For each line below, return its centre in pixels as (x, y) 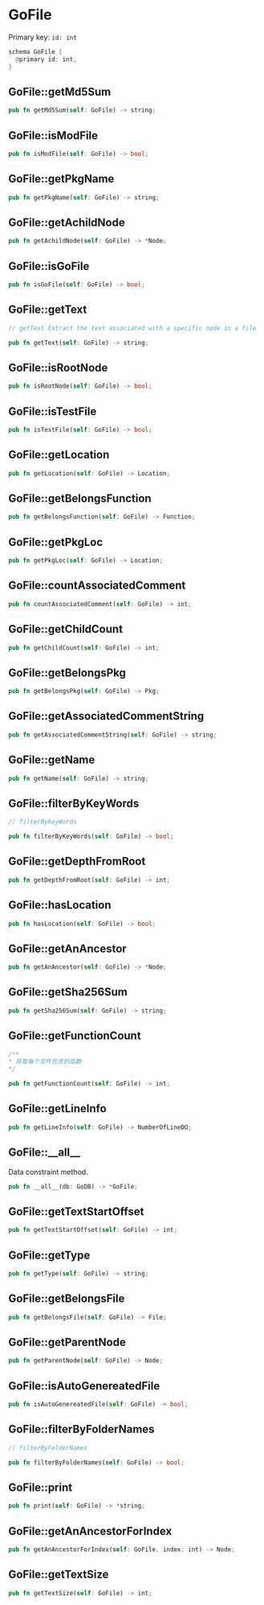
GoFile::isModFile (53, 135)
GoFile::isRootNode (58, 367)
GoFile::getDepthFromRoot (77, 862)
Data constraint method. (48, 1172)
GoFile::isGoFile (49, 266)
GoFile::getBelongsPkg (67, 673)
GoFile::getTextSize (59, 1575)
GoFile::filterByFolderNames (81, 1429)
